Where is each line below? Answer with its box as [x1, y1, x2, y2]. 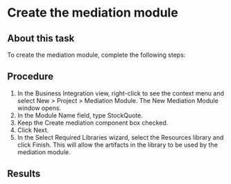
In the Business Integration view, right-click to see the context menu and [17, 89, 224, 98]
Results [7, 168, 41, 180]
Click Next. [17, 126, 49, 134]
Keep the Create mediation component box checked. [17, 118, 169, 127]
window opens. [17, 104, 61, 112]
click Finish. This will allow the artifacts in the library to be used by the [17, 140, 219, 149]
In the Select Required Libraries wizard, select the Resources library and [17, 133, 224, 141]
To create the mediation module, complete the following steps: [7, 50, 186, 59]
